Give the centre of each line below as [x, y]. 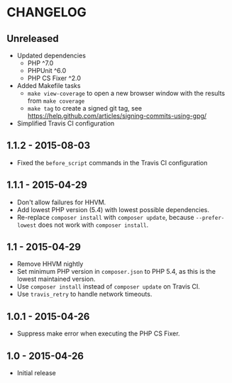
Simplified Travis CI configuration [66, 123]
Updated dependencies [51, 55]
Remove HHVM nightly [50, 264]
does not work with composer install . [93, 225]
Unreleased [33, 39]
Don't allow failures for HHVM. [61, 202]
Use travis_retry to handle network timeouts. [84, 294]
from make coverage [56, 101]
